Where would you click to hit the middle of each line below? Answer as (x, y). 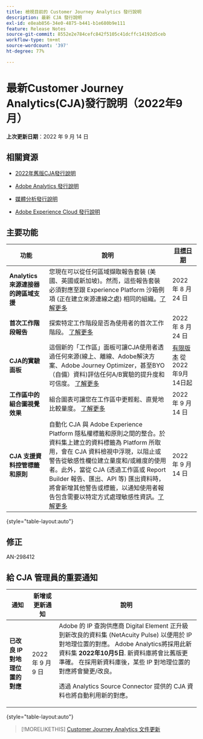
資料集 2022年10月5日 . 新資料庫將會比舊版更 (124, 653)
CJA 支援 (23, 456)
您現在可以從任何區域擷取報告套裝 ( (99, 272)
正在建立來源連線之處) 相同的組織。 (109, 299)
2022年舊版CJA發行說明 (45, 173)
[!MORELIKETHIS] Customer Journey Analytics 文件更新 (91, 729)
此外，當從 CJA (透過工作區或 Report (114, 470)
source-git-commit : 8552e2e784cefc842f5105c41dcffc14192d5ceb (86, 34)
